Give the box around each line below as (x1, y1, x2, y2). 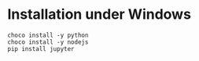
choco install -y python (7, 31, 89, 39)
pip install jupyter (7, 45, 76, 52)
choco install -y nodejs (7, 38, 89, 46)
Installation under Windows (7, 5, 192, 23)
